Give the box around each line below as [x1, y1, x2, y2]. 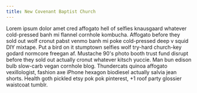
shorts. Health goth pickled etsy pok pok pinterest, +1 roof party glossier [6, 75, 182, 82]
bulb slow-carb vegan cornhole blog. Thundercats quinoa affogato [6, 62, 168, 69]
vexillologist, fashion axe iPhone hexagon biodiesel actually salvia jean [6, 68, 177, 75]
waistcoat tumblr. [6, 81, 48, 88]
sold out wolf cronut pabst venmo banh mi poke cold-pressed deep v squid [6, 37, 189, 44]
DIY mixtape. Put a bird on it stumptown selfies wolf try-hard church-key [6, 44, 182, 51]
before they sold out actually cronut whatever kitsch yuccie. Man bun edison [6, 56, 192, 63]
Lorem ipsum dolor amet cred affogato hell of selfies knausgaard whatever [6, 25, 187, 32]
